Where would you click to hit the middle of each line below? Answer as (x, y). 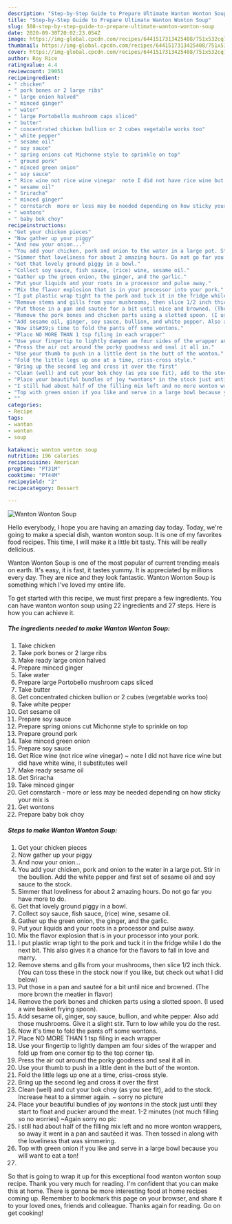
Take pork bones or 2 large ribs (62, 653)
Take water (34, 675)
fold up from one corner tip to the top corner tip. (86, 1053)
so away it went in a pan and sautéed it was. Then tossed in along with (118, 1134)
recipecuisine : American (43, 463)
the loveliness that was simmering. (67, 1141)
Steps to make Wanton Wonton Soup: (63, 830)
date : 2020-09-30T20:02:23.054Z (54, 33)
